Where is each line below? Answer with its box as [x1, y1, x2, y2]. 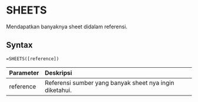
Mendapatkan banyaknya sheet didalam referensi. [6, 23, 128, 30]
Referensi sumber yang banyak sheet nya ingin [44, 78, 175, 87]
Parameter [9, 68, 39, 77]
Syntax [6, 40, 33, 50]
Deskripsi [44, 68, 72, 77]
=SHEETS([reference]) [6, 55, 60, 62]
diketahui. [44, 86, 72, 94]
